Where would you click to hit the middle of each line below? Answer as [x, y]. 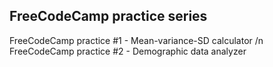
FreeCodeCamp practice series [108, 16]
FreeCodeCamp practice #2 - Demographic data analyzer [128, 51]
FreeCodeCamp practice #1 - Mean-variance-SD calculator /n [136, 40]
